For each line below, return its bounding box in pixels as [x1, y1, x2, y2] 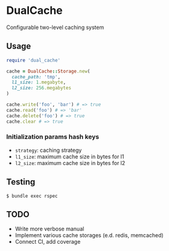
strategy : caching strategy [14, 146, 82, 154]
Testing [6, 177, 36, 187]
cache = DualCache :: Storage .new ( [6, 68, 91, 74]
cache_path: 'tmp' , [11, 74, 61, 80]
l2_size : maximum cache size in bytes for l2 [14, 159, 126, 166]
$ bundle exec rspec [6, 193, 59, 199]
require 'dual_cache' [6, 57, 61, 64]
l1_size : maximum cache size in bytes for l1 [14, 152, 124, 160]
